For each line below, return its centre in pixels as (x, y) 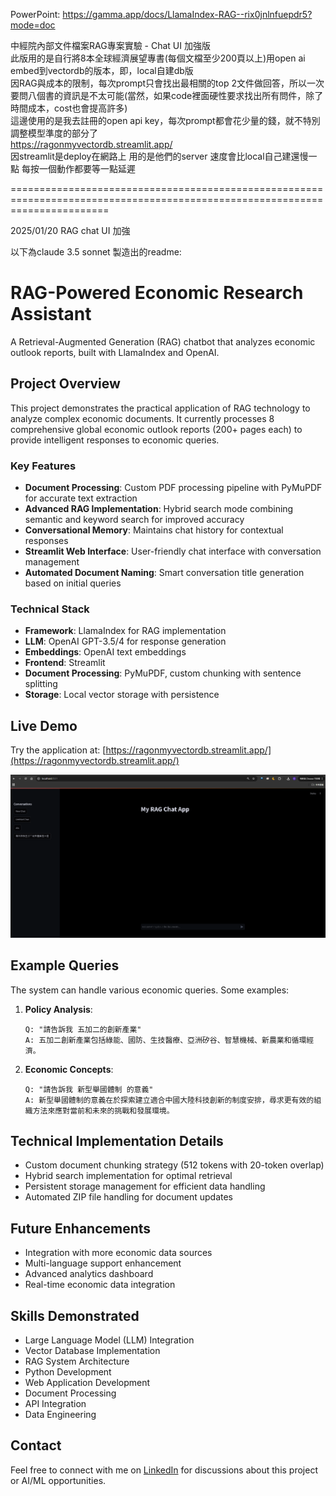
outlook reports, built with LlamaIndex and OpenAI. (115, 352)
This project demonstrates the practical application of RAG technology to (160, 408)
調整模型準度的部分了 (54, 133)
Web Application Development (87, 1383)
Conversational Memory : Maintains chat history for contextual (154, 530)
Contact (36, 1445)
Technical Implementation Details (117, 1140)
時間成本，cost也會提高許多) (69, 108)
